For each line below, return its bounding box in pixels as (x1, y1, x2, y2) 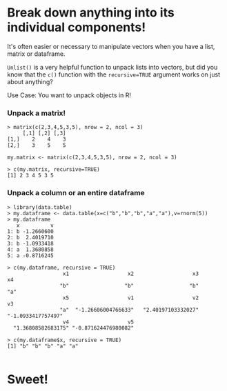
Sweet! (7, 371, 48, 387)
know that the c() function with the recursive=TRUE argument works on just (7, 70, 221, 79)
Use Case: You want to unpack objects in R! (7, 91, 132, 99)
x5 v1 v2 (62, 294, 199, 301)
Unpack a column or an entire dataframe (7, 188, 145, 198)
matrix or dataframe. (7, 50, 66, 58)
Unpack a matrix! (7, 108, 66, 118)
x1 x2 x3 (62, 270, 199, 277)
